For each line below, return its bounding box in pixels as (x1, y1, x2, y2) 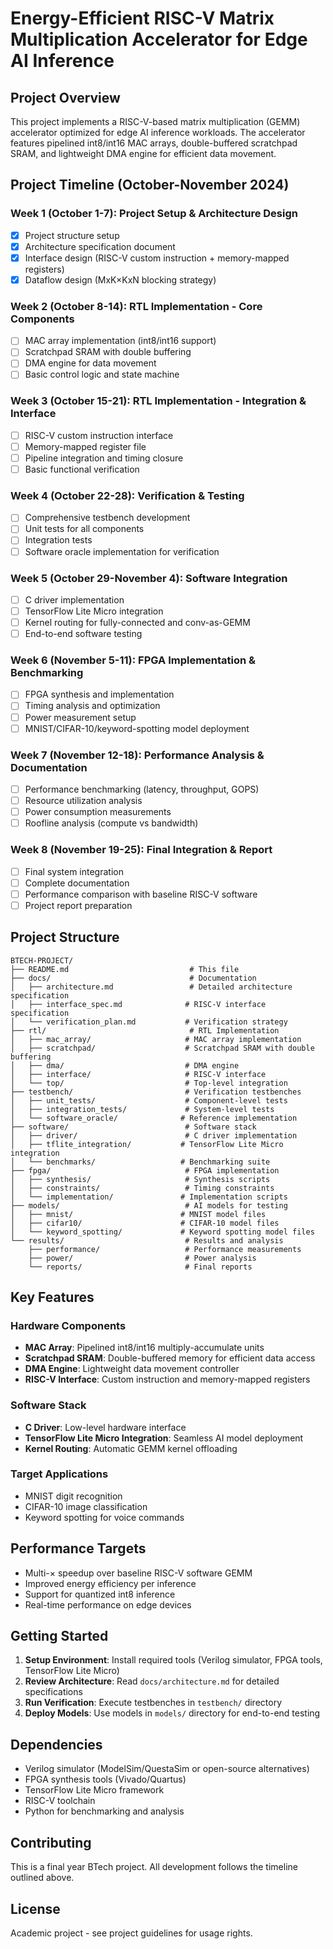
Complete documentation (24, 877, 130, 889)
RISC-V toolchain (24, 1795, 96, 1807)
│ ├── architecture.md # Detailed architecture (10, 982, 293, 992)
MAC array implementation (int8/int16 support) (24, 335, 217, 347)
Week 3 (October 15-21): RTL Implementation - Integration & (10, 394, 307, 408)
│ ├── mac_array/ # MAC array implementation (10, 1034, 302, 1044)
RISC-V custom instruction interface (24, 429, 174, 441)
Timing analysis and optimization (24, 700, 161, 712)
